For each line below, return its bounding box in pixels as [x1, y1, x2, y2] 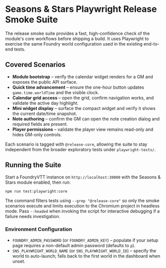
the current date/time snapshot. [12, 110, 77, 116]
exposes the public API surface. [12, 79, 78, 85]
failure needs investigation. [5, 214, 60, 219]
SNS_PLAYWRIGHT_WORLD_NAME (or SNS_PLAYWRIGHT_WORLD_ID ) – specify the [12, 248, 157, 254]
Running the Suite [5, 161, 61, 169]
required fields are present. [12, 121, 68, 127]
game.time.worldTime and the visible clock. [12, 89, 99, 95]
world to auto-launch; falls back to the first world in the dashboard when [12, 253, 161, 259]
